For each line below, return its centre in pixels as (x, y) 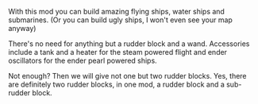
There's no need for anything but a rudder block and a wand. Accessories (129, 44)
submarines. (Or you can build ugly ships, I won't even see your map (120, 20)
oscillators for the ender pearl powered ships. (83, 60)
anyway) (22, 28)
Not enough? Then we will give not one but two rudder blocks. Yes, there (128, 76)
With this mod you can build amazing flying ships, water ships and (116, 12)
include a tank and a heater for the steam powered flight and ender (118, 52)
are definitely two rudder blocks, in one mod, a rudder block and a (116, 84)
